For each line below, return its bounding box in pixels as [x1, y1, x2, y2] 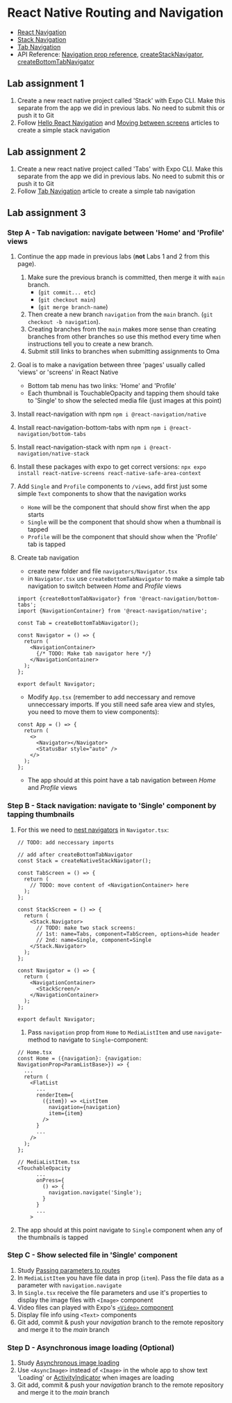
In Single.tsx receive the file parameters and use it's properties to [17, 1288, 208, 1296]
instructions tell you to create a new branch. [27, 340, 154, 348]
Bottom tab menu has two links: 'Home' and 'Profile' [27, 382, 177, 390]
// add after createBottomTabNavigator [17, 851, 133, 858]
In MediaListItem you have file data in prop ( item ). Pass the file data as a [17, 1273, 224, 1282]
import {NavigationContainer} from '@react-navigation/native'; [17, 607, 208, 614]
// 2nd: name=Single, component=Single [35, 936, 151, 943]
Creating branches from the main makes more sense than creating [27, 325, 217, 334]
